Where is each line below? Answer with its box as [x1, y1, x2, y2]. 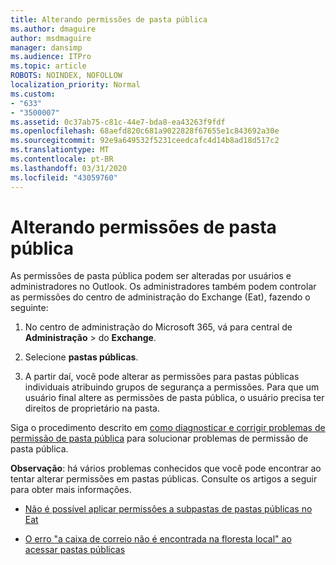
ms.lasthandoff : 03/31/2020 [10, 163, 128, 173]
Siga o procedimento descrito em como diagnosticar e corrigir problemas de [10, 422, 326, 434]
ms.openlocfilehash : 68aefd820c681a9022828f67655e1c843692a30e [10, 126, 280, 136]
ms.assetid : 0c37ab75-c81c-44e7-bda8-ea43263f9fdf [10, 117, 226, 127]
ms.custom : [10, 89, 56, 99]
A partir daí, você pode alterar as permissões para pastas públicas [24, 371, 300, 383]
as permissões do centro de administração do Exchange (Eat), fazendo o [10, 291, 311, 303]
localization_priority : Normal [10, 80, 141, 90]
